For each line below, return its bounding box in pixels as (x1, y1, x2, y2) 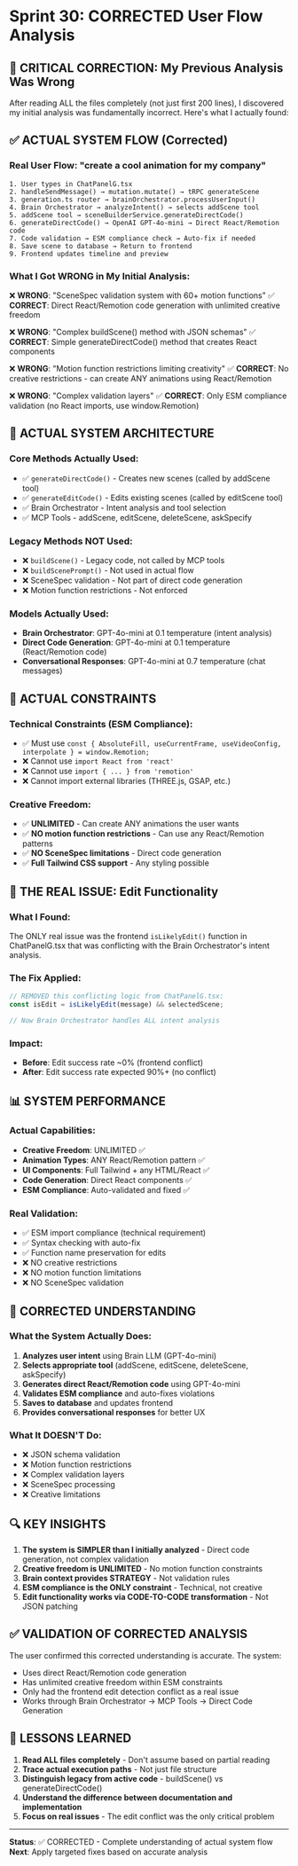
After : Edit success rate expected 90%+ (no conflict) (21, 1067, 217, 1078)
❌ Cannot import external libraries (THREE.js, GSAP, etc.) (21, 775, 231, 786)
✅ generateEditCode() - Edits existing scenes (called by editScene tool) (21, 492, 284, 503)
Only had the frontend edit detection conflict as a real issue (21, 1686, 239, 1697)
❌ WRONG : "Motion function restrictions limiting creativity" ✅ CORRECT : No (9, 363, 289, 373)
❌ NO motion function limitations (21, 1267, 142, 1278)
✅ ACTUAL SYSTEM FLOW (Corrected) (9, 133, 229, 148)
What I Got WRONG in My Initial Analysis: (9, 270, 191, 282)
